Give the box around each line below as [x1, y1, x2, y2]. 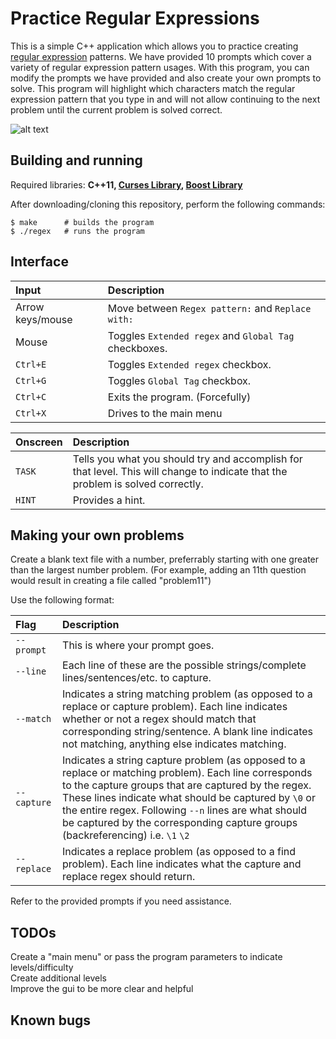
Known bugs [10, 1012, 92, 1029]
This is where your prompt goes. [62, 638, 215, 652]
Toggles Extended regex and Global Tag [107, 328, 295, 342]
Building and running [10, 152, 143, 169]
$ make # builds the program [10, 217, 155, 227]
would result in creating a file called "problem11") [10, 575, 212, 587]
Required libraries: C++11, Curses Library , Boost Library [10, 178, 243, 191]
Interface [10, 253, 69, 271]
